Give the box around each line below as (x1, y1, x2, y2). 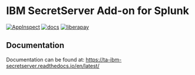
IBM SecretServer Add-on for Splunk (6, 4, 190, 18)
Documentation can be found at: (6, 56, 85, 63)
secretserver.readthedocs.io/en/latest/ (6, 62, 100, 69)
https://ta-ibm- (85, 56, 122, 63)
